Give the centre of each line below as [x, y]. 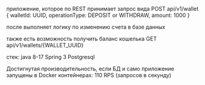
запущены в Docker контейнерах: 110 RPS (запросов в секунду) [89, 75]
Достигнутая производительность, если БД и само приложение [90, 69]
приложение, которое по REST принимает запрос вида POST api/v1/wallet [103, 9]
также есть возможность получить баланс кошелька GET [82, 39]
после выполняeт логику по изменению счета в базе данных [86, 27]
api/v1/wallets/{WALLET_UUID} [45, 45]
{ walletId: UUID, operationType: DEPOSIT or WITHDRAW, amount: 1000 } [98, 15]
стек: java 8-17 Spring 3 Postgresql [51, 57]
